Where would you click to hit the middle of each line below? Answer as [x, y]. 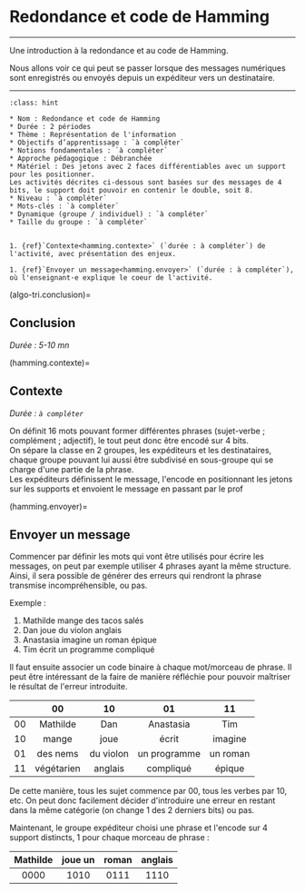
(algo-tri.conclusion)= [50, 294]
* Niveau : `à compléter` [58, 198]
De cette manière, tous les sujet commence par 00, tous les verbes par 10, [148, 791]
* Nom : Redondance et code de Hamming [85, 119]
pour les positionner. [52, 174]
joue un [79, 860]
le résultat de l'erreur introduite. [69, 687]
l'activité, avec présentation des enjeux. [93, 253]
